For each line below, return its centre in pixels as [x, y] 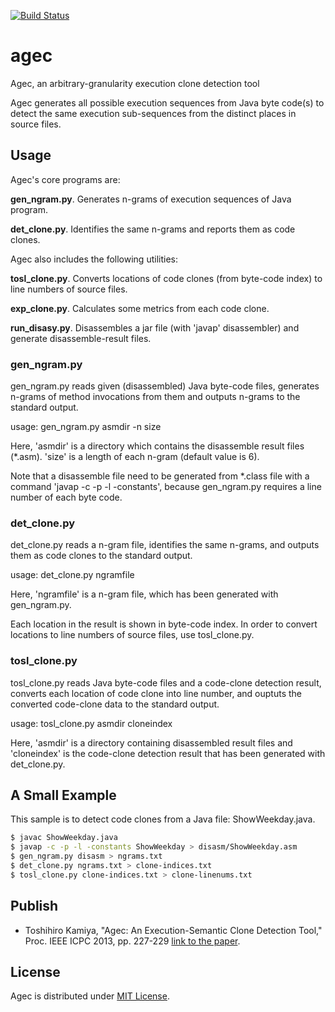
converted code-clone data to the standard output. [115, 704]
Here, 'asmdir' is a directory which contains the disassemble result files [157, 446]
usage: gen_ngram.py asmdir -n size [86, 427]
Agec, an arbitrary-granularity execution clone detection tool [135, 83]
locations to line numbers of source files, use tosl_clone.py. [132, 635]
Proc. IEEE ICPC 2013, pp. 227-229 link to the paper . [132, 941]
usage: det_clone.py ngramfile [72, 575]
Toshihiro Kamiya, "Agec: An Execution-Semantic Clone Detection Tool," [173, 930]
